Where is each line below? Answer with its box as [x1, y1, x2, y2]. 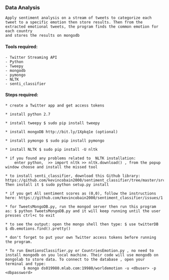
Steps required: [5, 92, 39, 98]
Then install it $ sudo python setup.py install [5, 182, 109, 187]
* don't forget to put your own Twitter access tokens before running [5, 235, 156, 240]
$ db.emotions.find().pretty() [5, 226, 71, 231]
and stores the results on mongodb [5, 33, 80, 38]
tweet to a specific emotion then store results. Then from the [5, 20, 143, 25]
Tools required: [5, 43, 38, 49]
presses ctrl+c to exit [5, 213, 55, 218]
